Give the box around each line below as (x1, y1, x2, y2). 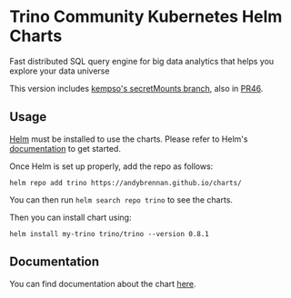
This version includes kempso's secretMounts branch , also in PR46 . (9, 83, 264, 94)
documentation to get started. (9, 143, 121, 154)
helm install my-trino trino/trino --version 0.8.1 (9, 229, 209, 238)
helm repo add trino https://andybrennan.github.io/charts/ (9, 178, 243, 187)
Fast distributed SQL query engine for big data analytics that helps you (9, 55, 275, 66)
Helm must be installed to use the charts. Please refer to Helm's (9, 134, 248, 144)
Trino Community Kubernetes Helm (9, 6, 283, 27)
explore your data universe (9, 65, 110, 76)
